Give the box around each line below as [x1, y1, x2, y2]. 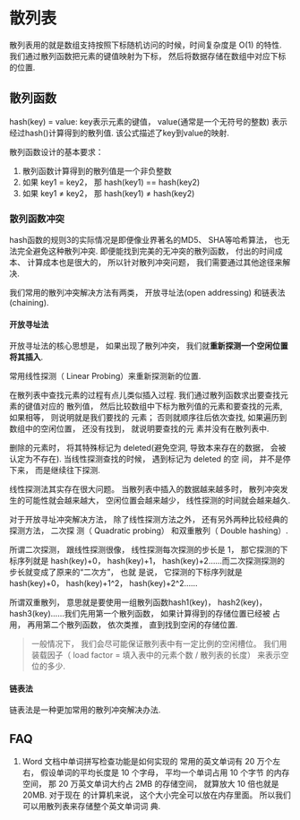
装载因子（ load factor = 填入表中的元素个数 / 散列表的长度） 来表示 [30, 650, 281, 660]
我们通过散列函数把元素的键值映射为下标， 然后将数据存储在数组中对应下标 [9, 50, 287, 61]
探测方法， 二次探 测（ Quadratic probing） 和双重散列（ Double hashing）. [9, 525, 288, 536]
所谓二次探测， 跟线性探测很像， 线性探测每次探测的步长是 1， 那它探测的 [9, 544, 280, 556]
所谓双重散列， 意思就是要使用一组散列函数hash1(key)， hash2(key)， [9, 597, 267, 608]
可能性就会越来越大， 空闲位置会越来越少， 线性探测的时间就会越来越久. [24, 495, 291, 506]
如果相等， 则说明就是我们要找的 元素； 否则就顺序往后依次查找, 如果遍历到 [9, 412, 287, 423]
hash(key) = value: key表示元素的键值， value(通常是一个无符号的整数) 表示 [9, 116, 288, 126]
